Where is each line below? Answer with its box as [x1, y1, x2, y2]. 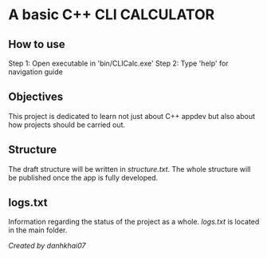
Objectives [8, 90, 64, 104]
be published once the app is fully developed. [8, 173, 159, 182]
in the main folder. [8, 225, 68, 235]
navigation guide [8, 67, 64, 77]
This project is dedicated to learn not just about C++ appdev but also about [8, 111, 256, 121]
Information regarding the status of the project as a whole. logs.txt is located [8, 217, 260, 227]
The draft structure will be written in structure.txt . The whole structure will [8, 164, 251, 173]
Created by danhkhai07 [8, 241, 86, 251]
